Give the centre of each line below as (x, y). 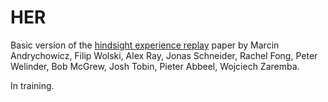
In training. (32, 85)
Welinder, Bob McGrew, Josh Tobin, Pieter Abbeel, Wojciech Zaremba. (155, 66)
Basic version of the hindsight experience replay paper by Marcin (145, 45)
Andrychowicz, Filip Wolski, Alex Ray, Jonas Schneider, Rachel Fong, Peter (164, 55)
